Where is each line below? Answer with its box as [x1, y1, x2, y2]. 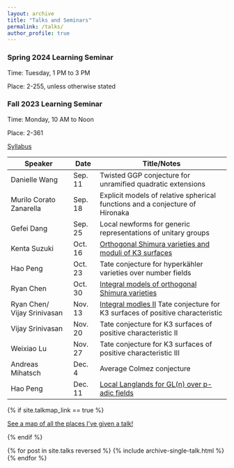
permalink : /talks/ [7, 23, 64, 30]
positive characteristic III [100, 348, 180, 357]
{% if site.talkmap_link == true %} [7, 405, 104, 414]
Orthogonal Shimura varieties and [100, 239, 210, 249]
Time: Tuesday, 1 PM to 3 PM [7, 68, 91, 77]
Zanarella [10, 203, 42, 213]
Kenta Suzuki [10, 243, 54, 253]
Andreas [10, 359, 38, 369]
